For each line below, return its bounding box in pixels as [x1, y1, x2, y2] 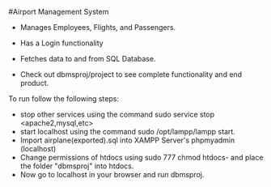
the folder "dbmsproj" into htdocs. [19, 161, 134, 171]
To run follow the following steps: [8, 94, 120, 104]
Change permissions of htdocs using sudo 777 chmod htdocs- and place [19, 153, 264, 162]
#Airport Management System [8, 7, 109, 16]
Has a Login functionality [19, 38, 104, 48]
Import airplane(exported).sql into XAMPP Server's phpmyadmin [19, 135, 235, 145]
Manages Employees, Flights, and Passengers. [19, 23, 176, 32]
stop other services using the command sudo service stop [19, 109, 215, 119]
